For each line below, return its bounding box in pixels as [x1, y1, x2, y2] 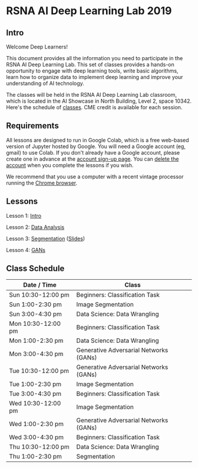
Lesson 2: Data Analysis [6, 223, 65, 231]
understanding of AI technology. [6, 80, 84, 87]
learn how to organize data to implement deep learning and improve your [6, 74, 183, 80]
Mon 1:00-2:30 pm [9, 336, 64, 345]
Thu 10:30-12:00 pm [9, 443, 70, 451]
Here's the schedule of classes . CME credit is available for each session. [6, 104, 183, 110]
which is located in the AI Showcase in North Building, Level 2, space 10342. [6, 97, 192, 104]
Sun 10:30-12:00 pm [9, 291, 70, 299]
